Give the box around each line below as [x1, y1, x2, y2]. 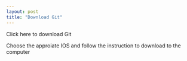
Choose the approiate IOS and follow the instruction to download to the [6, 42, 181, 49]
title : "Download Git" [6, 14, 63, 20]
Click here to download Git [6, 30, 72, 37]
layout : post [6, 8, 39, 15]
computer [6, 48, 30, 55]
